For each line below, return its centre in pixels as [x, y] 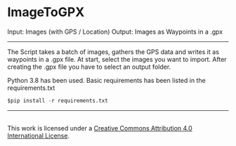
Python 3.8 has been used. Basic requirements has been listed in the [106, 80]
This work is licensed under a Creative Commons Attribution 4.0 [100, 128]
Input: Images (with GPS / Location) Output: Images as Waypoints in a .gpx [115, 32]
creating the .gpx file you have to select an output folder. [89, 67]
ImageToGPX [46, 12]
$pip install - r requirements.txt [58, 100]
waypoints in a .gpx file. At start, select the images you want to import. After [117, 59]
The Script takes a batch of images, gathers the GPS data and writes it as [113, 52]
